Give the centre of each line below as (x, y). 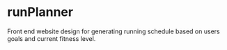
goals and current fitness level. (52, 38)
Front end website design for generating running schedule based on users (114, 31)
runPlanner (40, 12)
